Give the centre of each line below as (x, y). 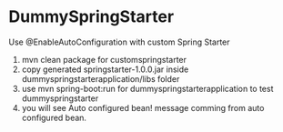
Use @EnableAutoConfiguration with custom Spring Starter (119, 42)
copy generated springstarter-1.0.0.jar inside (105, 69)
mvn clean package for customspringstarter (104, 59)
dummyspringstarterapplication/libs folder (101, 78)
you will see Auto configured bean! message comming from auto (143, 107)
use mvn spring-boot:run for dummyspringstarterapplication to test (147, 88)
